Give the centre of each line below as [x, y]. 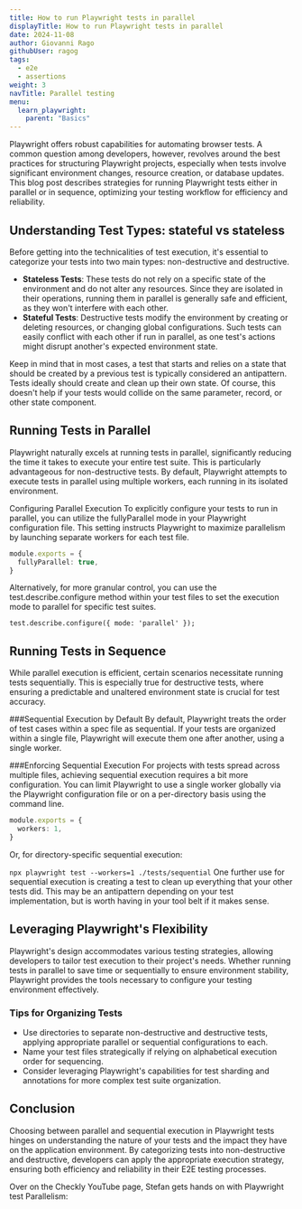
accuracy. [28, 702]
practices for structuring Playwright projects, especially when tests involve [148, 164]
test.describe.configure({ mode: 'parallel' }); [102, 623]
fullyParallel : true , [58, 562]
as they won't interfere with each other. [95, 307]
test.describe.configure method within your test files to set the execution [144, 597]
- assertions [42, 77]
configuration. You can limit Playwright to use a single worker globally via [145, 785]
